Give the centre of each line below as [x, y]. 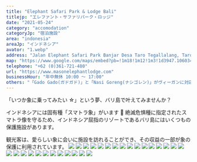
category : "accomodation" [38, 28]
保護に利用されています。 [37, 147]
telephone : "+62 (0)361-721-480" [47, 66]
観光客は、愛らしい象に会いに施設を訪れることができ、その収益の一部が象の [98, 139]
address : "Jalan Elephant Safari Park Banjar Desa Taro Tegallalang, [93, 55]
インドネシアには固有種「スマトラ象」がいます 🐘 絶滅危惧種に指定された [94, 112]
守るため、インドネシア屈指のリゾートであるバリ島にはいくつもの [111, 120]
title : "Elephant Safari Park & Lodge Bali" [61, 11]
